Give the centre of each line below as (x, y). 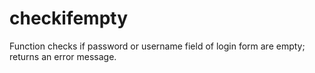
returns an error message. (63, 56)
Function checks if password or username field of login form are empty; (157, 46)
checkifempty (69, 18)
